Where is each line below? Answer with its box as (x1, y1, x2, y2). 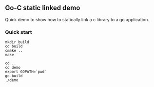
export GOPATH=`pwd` (5, 70, 47, 74)
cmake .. (5, 48, 23, 53)
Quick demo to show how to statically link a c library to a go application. (5, 16, 150, 22)
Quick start (5, 29, 33, 35)
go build (5, 73, 23, 79)
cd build (5, 44, 23, 49)
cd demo (5, 65, 21, 70)
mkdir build (5, 40, 29, 45)
